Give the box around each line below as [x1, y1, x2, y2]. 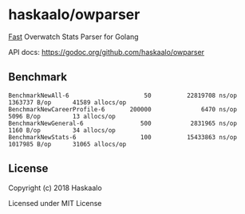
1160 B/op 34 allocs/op [8, 126, 116, 134]
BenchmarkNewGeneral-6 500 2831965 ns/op [8, 119, 238, 127]
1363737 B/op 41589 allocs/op [8, 98, 127, 107]
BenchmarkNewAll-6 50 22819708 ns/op [8, 91, 238, 99]
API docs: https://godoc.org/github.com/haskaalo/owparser [8, 47, 205, 56]
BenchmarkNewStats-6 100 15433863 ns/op [8, 133, 238, 141]
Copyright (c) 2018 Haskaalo [8, 183, 102, 193]
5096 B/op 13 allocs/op [8, 112, 116, 120]
